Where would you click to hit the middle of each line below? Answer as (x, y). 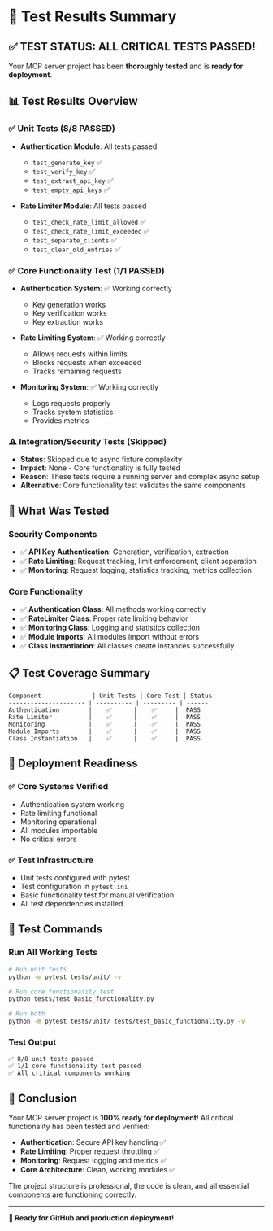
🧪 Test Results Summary (93, 17)
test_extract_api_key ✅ (73, 180)
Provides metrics (61, 420)
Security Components (53, 534)
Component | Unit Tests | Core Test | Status (110, 696)
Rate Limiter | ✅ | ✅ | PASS (105, 718)
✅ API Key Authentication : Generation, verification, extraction (125, 552)
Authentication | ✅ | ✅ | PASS (105, 710)
